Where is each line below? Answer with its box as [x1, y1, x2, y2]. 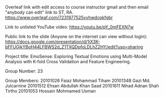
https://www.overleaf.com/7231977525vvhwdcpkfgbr [5, 15, 113, 20]
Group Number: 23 [5, 68, 43, 74]
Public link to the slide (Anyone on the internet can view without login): [5, 34, 148, 39]
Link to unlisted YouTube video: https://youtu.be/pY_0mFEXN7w [5, 24, 134, 30]
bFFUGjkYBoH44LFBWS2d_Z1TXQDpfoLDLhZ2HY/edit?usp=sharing [5, 44, 143, 49]
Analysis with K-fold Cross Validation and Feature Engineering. [5, 59, 131, 64]
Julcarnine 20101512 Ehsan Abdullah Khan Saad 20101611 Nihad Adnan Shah [5, 83, 159, 89]
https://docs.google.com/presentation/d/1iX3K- [5, 39, 100, 45]
